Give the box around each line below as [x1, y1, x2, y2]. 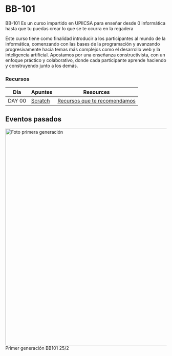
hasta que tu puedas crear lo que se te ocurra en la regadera [5, 25, 134, 31]
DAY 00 [8, 97, 27, 104]
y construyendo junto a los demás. [5, 62, 78, 69]
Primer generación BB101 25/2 [5, 345, 69, 351]
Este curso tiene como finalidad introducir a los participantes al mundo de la [5, 35, 166, 41]
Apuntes [31, 89, 53, 96]
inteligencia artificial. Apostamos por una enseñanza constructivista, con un [5, 52, 165, 58]
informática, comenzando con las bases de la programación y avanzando [5, 40, 160, 47]
